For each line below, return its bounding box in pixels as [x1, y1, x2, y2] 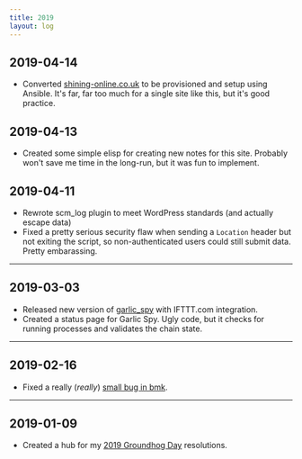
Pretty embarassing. [22, 245, 98, 256]
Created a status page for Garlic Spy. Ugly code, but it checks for [22, 313, 265, 324]
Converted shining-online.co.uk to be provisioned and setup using [22, 78, 268, 90]
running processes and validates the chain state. [22, 323, 203, 334]
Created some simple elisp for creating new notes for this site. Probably [22, 148, 289, 158]
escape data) [22, 217, 72, 228]
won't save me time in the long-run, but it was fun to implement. [22, 157, 260, 168]
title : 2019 [9, 13, 54, 22]
